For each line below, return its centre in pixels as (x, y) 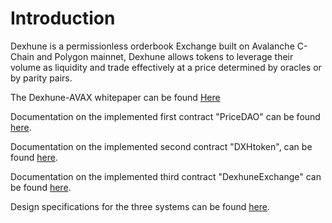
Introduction (63, 18)
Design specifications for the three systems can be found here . (140, 206)
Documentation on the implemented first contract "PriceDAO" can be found (165, 116)
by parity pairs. (41, 78)
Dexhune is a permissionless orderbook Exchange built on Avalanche (152, 46)
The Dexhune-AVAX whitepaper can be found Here (115, 97)
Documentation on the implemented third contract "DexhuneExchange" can (166, 176)
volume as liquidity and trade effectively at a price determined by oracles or (166, 67)
